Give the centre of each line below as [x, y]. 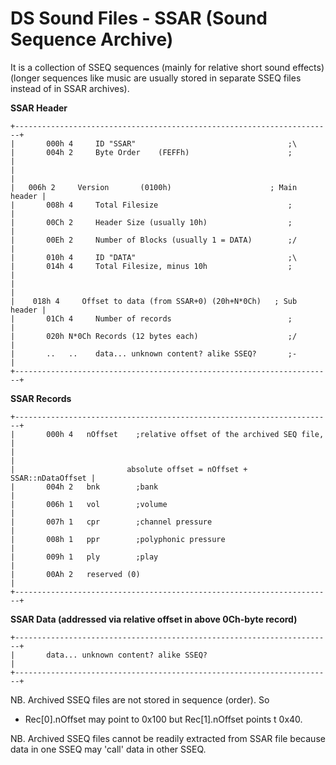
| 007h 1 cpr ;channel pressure [111, 522]
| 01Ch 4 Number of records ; [151, 318]
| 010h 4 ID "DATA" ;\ [154, 257]
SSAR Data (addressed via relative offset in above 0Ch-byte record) [154, 619]
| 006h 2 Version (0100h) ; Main [154, 187]
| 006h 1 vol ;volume [89, 504]
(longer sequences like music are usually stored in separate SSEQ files [156, 78]
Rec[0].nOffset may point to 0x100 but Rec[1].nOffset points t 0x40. [163, 719]
